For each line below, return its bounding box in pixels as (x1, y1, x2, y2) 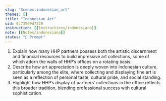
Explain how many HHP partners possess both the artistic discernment (12, 48, 157, 54)
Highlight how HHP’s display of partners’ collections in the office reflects (12, 79, 161, 85)
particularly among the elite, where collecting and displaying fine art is (12, 69, 156, 75)
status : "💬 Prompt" (5, 35, 46, 40)
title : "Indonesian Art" (5, 16, 56, 21)
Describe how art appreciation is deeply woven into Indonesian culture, (12, 64, 158, 69)
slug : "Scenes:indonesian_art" (5, 7, 70, 12)
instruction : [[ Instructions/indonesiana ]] (5, 26, 97, 31)
